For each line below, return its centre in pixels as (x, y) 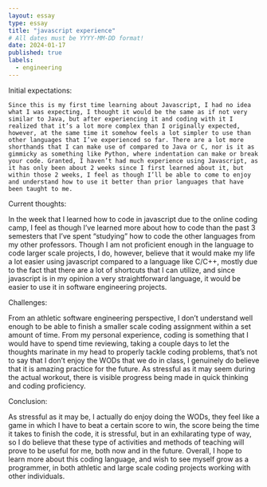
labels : (21, 61)
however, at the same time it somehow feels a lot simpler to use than (130, 133)
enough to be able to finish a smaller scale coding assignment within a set (130, 326)
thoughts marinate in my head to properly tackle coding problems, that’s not (133, 351)
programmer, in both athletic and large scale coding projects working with (130, 467)
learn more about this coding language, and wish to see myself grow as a (129, 459)
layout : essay (32, 16)
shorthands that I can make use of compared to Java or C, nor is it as (132, 147)
